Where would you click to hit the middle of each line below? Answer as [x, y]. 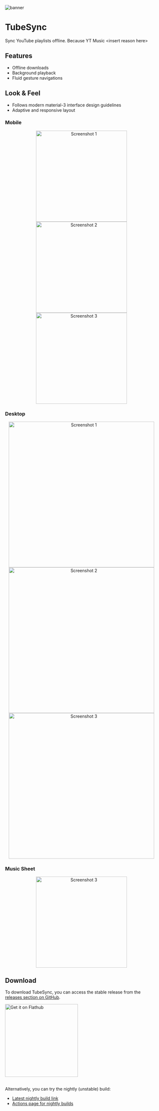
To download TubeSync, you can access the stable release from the [73, 992]
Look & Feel [23, 93]
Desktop [15, 414]
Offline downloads [30, 67]
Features [19, 56]
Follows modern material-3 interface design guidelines [66, 105]
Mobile [13, 122]
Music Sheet [20, 869]
